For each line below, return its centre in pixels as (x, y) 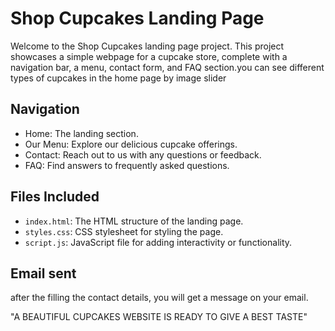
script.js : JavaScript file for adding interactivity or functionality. (158, 242)
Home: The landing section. (81, 133)
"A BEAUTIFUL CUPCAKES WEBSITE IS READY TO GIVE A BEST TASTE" (159, 317)
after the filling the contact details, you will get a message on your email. (159, 298)
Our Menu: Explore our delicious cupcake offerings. (131, 144)
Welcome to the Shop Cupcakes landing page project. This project (147, 46)
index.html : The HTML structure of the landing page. (134, 221)
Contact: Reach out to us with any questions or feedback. (143, 154)
